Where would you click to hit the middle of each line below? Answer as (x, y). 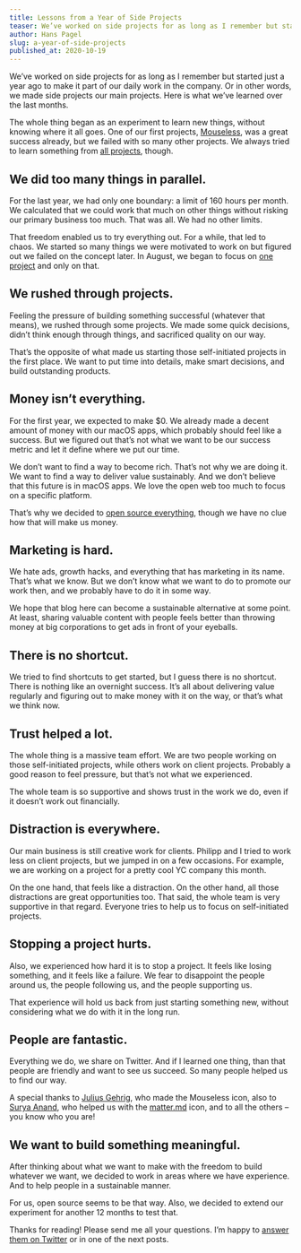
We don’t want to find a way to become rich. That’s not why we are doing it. (149, 466)
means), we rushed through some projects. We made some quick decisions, (150, 324)
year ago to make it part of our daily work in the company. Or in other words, (150, 86)
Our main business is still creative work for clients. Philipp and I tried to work (150, 851)
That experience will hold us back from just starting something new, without (149, 1002)
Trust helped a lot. (61, 734)
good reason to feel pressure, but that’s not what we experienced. (131, 774)
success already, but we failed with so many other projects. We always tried (150, 142)
